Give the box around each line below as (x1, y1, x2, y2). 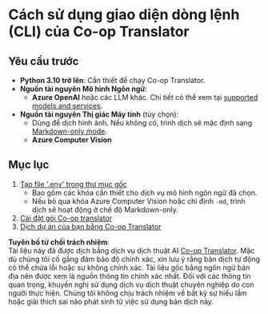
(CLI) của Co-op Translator (8, 22, 190, 41)
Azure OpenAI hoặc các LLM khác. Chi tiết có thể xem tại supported (31, 93, 258, 101)
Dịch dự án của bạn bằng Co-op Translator (19, 221, 162, 231)
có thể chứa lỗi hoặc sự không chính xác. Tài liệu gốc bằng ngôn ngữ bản (8, 262, 250, 272)
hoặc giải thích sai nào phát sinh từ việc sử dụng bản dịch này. (8, 296, 214, 306)
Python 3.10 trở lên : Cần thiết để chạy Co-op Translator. (19, 76, 206, 85)
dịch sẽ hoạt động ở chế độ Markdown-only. (31, 205, 178, 214)
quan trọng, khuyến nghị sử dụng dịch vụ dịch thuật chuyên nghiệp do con (8, 280, 254, 289)
